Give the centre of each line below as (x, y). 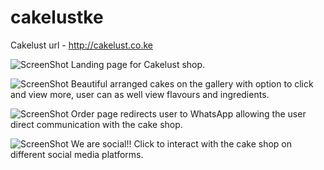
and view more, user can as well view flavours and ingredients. (140, 94)
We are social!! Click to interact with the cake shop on (181, 143)
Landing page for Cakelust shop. (138, 64)
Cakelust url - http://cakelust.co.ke (81, 45)
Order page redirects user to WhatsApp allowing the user (188, 113)
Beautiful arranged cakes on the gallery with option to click (192, 83)
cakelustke (57, 17)
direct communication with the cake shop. (96, 124)
